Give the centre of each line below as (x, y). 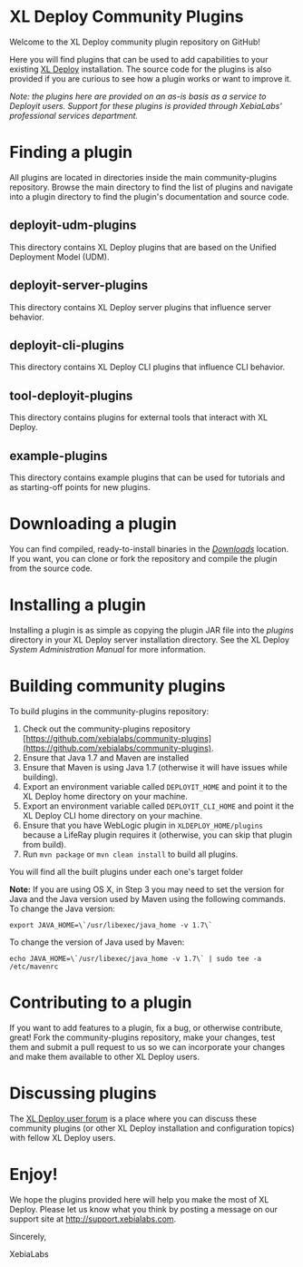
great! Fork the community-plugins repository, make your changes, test (142, 1037)
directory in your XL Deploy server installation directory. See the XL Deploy (150, 639)
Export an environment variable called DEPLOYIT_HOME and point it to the (155, 786)
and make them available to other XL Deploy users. (104, 1056)
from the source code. (51, 568)
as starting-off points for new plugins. (80, 486)
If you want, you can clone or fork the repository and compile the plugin (143, 558)
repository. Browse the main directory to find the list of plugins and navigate (151, 187)
